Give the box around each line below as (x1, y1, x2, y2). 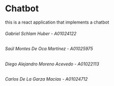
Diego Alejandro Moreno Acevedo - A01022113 (5, 61, 99, 67)
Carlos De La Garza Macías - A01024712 (5, 76, 88, 82)
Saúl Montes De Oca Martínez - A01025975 (5, 46, 93, 52)
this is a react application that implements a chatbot (5, 19, 109, 25)
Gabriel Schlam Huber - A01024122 (5, 30, 77, 36)
